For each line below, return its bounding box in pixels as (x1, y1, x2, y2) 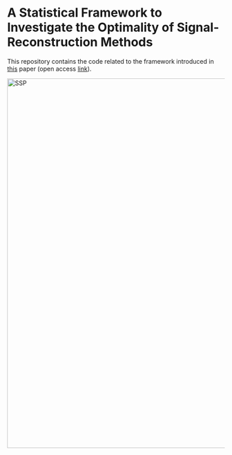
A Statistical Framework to (7, 5, 162, 21)
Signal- (176, 19, 220, 35)
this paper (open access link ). (7, 64, 92, 73)
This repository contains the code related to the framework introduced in (7, 57, 214, 65)
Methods (100, 35, 153, 50)
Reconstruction (7, 35, 98, 50)
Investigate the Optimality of (7, 19, 175, 35)
